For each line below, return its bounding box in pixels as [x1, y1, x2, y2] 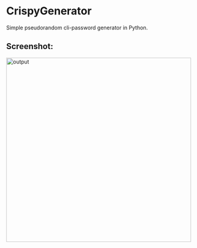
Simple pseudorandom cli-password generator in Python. [6, 24, 148, 31]
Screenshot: [6, 41, 53, 52]
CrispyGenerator [6, 4, 92, 18]
